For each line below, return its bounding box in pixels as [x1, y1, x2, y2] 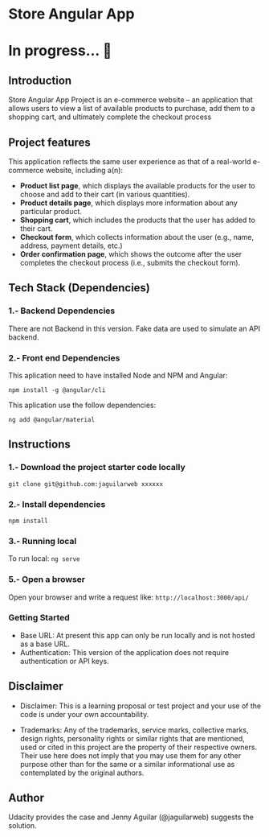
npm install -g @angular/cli [8, 386, 106, 394]
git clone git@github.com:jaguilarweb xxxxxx [8, 480, 163, 488]
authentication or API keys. [19, 656, 110, 666]
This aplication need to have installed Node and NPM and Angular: [8, 370, 228, 380]
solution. [8, 821, 38, 831]
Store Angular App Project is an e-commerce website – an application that [8, 95, 253, 105]
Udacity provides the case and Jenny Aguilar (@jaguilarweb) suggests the [8, 812, 255, 822]
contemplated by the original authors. [19, 768, 145, 777]
